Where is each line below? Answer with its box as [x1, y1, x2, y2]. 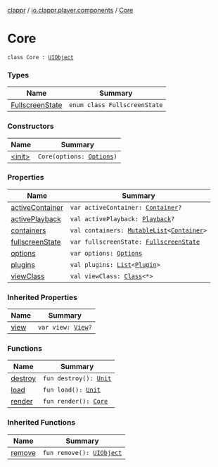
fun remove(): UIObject [42, 449, 122, 456]
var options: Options [70, 249, 143, 257]
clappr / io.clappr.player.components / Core [7, 6, 134, 14]
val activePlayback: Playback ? [70, 215, 175, 223]
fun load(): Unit [42, 386, 101, 394]
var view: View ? [37, 323, 93, 332]
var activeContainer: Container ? [70, 204, 182, 211]
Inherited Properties [7, 292, 77, 302]
